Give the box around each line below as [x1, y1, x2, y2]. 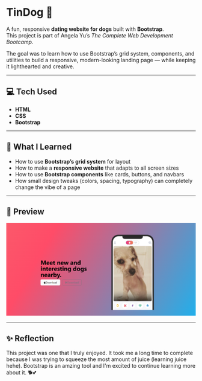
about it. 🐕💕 [6, 369, 37, 376]
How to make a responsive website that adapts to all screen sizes [14, 164, 179, 171]
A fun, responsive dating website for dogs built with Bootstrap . [6, 25, 164, 33]
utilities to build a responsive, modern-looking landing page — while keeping [6, 56, 196, 63]
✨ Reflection [6, 333, 54, 344]
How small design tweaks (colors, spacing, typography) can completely [14, 177, 193, 184]
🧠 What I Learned [6, 142, 72, 152]
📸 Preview [6, 207, 44, 217]
